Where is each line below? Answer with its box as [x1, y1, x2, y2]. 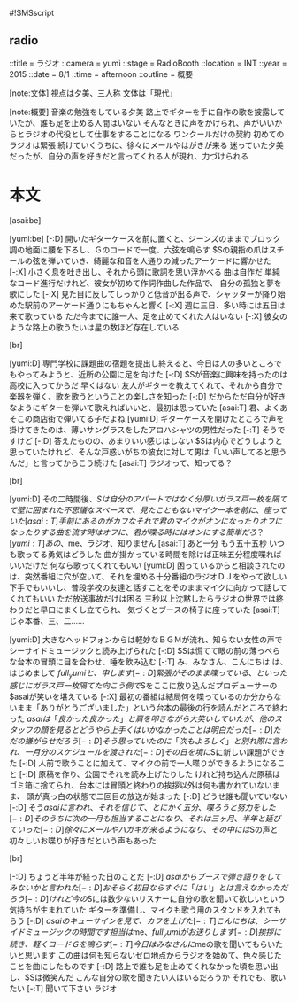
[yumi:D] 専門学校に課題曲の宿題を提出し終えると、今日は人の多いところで [9, 358, 283, 369]
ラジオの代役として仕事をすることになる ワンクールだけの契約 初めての [24, 128, 285, 139]
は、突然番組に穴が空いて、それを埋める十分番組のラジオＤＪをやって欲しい [9, 571, 287, 581]
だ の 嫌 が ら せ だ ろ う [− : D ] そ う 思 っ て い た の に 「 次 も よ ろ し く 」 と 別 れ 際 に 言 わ [9, 735, 287, 746]
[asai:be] [9, 214, 42, 225]
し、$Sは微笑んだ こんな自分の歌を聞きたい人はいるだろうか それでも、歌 [9, 972, 279, 983]
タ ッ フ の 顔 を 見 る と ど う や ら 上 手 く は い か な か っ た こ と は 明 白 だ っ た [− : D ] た [9, 724, 281, 734]
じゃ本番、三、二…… [9, 615, 86, 625]
